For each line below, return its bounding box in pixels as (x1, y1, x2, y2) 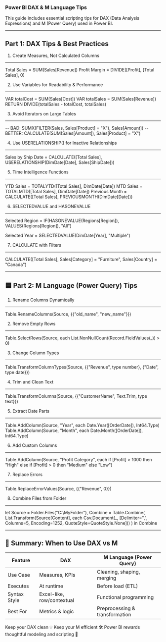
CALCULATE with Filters (12, 242, 62, 248)
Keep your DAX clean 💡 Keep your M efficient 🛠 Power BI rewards (5, 624, 140, 630)
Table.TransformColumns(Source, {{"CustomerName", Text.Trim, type (5, 393, 147, 399)
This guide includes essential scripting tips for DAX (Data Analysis (5, 15, 140, 21)
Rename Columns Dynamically (12, 297, 75, 303)
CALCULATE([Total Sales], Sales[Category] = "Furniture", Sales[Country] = (5, 257, 158, 263)
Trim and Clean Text (12, 378, 53, 385)
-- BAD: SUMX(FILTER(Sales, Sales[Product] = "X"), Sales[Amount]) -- (5, 125, 149, 131)
